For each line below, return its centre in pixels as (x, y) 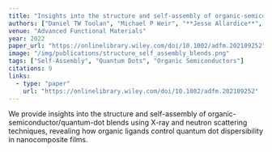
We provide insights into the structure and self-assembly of (107, 114)
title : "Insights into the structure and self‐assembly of (110, 16)
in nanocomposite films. (48, 140)
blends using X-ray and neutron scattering (177, 123)
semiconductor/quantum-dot (57, 123)
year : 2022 (27, 38)
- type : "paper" (43, 83)
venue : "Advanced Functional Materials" (78, 31)
